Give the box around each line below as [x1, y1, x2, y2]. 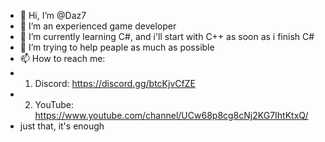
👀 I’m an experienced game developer [19, 20, 177, 32]
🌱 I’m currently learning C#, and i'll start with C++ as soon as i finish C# [19, 31, 315, 42]
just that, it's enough [19, 120, 105, 132]
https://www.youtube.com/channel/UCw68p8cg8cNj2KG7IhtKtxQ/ [34, 110, 309, 121]
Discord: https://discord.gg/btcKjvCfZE [34, 78, 196, 89]
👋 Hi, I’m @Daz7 [19, 10, 87, 21]
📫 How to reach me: [19, 53, 106, 64]
